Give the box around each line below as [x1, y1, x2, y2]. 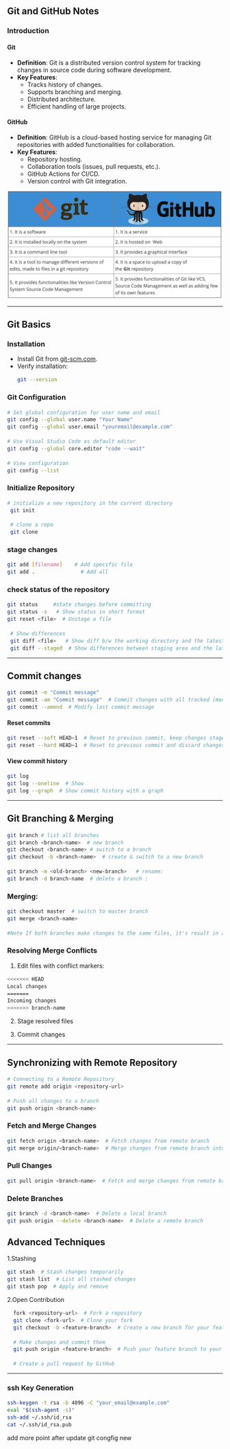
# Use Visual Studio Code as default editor [7, 438, 136, 445]
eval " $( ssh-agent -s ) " [7, 1407, 75, 1414]
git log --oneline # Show [7, 780, 84, 787]
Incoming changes [7, 997, 57, 1005]
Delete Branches [7, 1194, 64, 1203]
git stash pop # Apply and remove [7, 1283, 109, 1290]
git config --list [7, 467, 60, 474]
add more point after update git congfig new [7, 1433, 132, 1441]
